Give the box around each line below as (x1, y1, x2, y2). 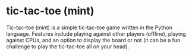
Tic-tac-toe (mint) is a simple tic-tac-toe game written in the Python (6, 24, 172, 31)
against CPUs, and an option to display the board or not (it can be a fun (6, 36, 181, 43)
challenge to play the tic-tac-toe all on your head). (6, 43, 130, 50)
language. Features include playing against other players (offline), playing (6, 30, 186, 37)
